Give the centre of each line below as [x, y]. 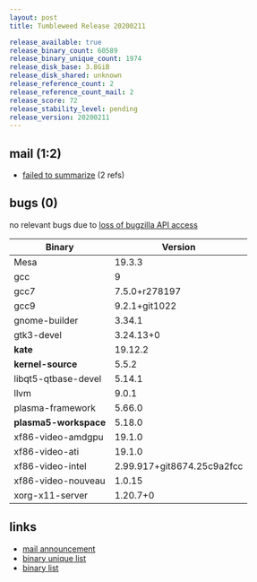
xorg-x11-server [51, 495]
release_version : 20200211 [60, 117]
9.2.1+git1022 [146, 306]
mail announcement [59, 549]
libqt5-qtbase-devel [58, 378]
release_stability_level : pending [74, 109]
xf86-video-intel [50, 465]
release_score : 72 [43, 100]
